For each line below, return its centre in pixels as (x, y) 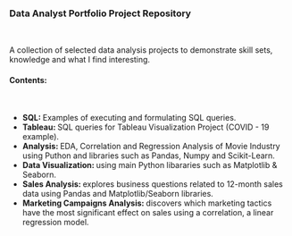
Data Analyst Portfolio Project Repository (100, 13)
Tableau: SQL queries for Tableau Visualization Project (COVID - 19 (146, 127)
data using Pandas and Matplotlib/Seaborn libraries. (118, 193)
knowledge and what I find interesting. (79, 60)
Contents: (28, 80)
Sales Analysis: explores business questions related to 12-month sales (152, 184)
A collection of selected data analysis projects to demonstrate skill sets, (141, 50)
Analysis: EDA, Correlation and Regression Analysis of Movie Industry (151, 146)
